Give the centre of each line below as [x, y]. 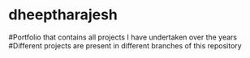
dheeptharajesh [63, 15]
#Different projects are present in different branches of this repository [125, 45]
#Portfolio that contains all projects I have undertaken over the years [123, 37]
